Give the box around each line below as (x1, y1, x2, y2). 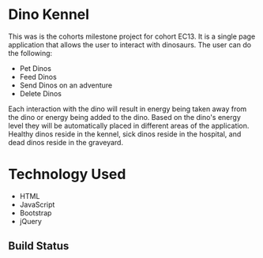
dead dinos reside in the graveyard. (8, 137, 124, 147)
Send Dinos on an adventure (19, 80, 113, 90)
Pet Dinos (19, 63, 51, 73)
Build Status (8, 239, 70, 253)
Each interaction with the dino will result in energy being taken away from (8, 104, 247, 114)
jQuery (19, 216, 42, 226)
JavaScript (19, 200, 55, 209)
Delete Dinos (19, 88, 62, 98)
